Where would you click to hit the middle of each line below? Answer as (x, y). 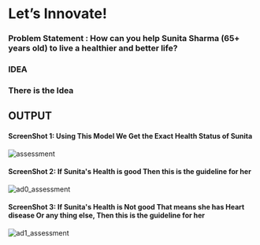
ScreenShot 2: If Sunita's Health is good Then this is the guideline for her (130, 172)
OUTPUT (30, 116)
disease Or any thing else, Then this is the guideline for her (106, 215)
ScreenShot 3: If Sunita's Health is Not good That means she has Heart (126, 207)
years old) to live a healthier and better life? (93, 48)
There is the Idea (41, 90)
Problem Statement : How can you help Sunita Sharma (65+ (124, 39)
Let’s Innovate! (58, 14)
